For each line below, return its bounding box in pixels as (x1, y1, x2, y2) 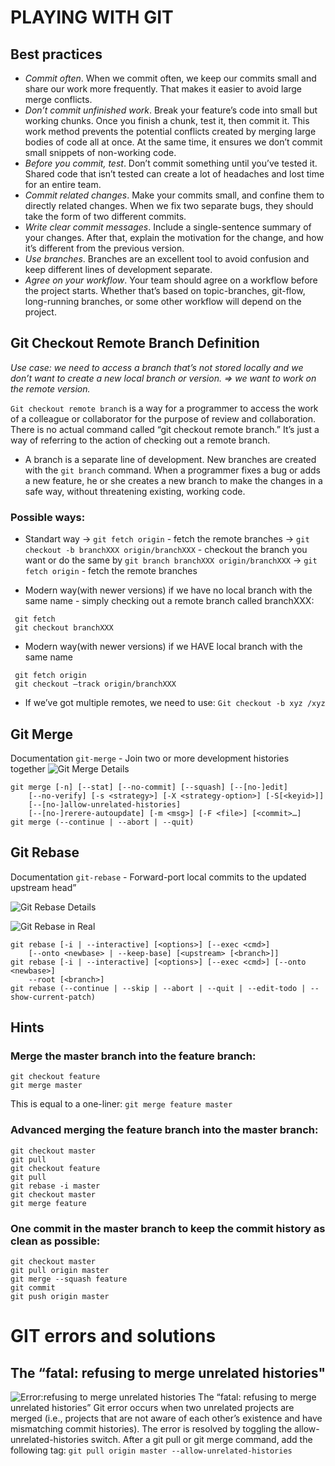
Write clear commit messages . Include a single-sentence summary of (24, 221, 312, 233)
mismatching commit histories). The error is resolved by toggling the (10, 1423, 293, 1435)
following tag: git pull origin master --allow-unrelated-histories (10, 1444, 293, 1456)
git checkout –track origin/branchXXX (14, 679, 177, 690)
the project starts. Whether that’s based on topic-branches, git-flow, (24, 285, 306, 296)
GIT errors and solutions (10, 1325, 217, 1348)
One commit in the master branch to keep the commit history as (10, 1221, 326, 1235)
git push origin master (10, 1292, 110, 1302)
